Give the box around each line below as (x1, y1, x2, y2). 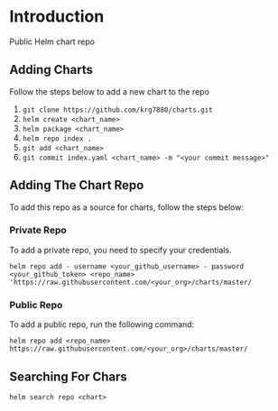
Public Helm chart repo (9, 36, 95, 47)
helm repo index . (22, 133, 92, 143)
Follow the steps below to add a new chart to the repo (9, 86, 210, 96)
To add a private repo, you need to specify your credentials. (9, 244, 232, 255)
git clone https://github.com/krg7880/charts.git (22, 105, 214, 114)
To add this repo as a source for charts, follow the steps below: (9, 201, 244, 213)
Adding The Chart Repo (9, 178, 144, 193)
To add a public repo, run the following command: (9, 319, 195, 330)
